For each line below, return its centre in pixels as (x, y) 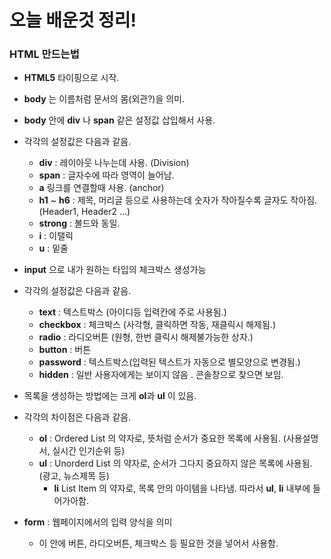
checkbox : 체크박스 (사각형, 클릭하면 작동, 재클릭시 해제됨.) (157, 325)
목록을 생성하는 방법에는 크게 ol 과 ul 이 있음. (110, 396)
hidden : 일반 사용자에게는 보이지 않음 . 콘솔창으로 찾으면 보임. (161, 375)
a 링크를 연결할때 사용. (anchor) (101, 188)
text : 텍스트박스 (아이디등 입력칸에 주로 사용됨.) (132, 312)
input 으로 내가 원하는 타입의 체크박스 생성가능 (115, 270)
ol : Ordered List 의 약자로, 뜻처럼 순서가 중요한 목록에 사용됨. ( (162, 438)
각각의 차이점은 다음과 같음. (77, 417)
